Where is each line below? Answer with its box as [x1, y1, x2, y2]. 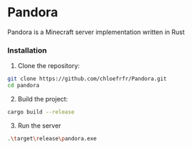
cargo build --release [7, 108, 75, 116]
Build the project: [17, 94, 68, 103]
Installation [7, 45, 48, 55]
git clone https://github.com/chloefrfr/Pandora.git [7, 75, 167, 82]
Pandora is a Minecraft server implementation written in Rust [7, 28, 185, 36]
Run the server [17, 121, 62, 130]
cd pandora [7, 82, 40, 89]
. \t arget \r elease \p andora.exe [7, 135, 97, 142]
